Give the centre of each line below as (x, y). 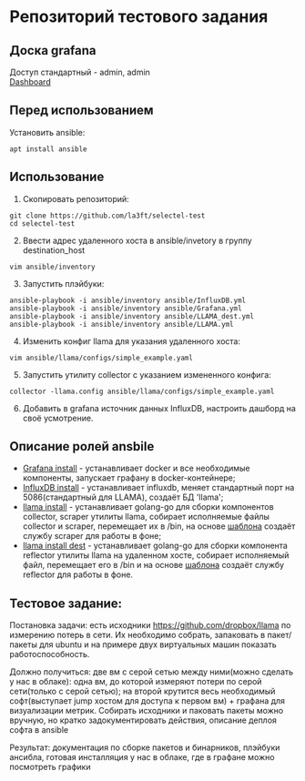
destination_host (54, 250)
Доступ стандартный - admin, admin (80, 72)
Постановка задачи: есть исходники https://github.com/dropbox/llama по (150, 625)
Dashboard (30, 82)
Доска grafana (53, 51)
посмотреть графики (50, 767)
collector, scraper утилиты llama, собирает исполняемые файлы (146, 517)
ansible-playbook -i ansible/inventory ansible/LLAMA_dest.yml (132, 316)
